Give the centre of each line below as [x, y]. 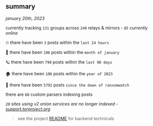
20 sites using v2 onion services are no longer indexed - [62, 104]
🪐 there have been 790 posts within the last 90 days [59, 62]
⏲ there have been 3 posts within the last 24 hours [57, 42]
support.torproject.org [28, 109]
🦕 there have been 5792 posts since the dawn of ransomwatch [67, 85]
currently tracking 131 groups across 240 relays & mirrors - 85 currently [77, 28]
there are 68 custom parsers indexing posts [49, 94]
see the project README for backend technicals [66, 118]
